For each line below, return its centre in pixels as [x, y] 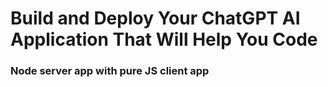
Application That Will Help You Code [164, 39]
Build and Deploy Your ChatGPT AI [155, 18]
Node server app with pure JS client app [110, 71]
